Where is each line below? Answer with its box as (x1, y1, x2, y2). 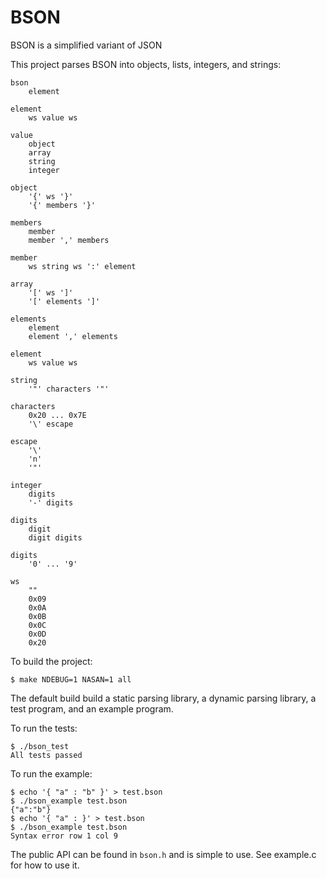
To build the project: (10, 655, 93, 667)
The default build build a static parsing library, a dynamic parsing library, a (10, 692, 317, 704)
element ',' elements (28, 331, 118, 341)
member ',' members (28, 235, 110, 245)
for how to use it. (10, 859, 80, 871)
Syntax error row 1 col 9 (10, 831, 118, 841)
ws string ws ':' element (28, 261, 137, 271)
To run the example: (10, 767, 93, 780)
